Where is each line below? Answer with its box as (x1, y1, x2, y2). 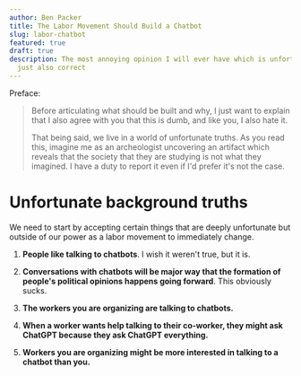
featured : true (9, 38, 66, 48)
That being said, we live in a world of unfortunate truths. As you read (30, 132, 285, 143)
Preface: (9, 87, 41, 99)
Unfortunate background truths (9, 192, 248, 213)
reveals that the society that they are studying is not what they (30, 151, 262, 162)
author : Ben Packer (9, 13, 82, 22)
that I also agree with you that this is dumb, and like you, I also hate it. (30, 114, 288, 126)
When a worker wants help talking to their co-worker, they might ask (21, 319, 284, 330)
